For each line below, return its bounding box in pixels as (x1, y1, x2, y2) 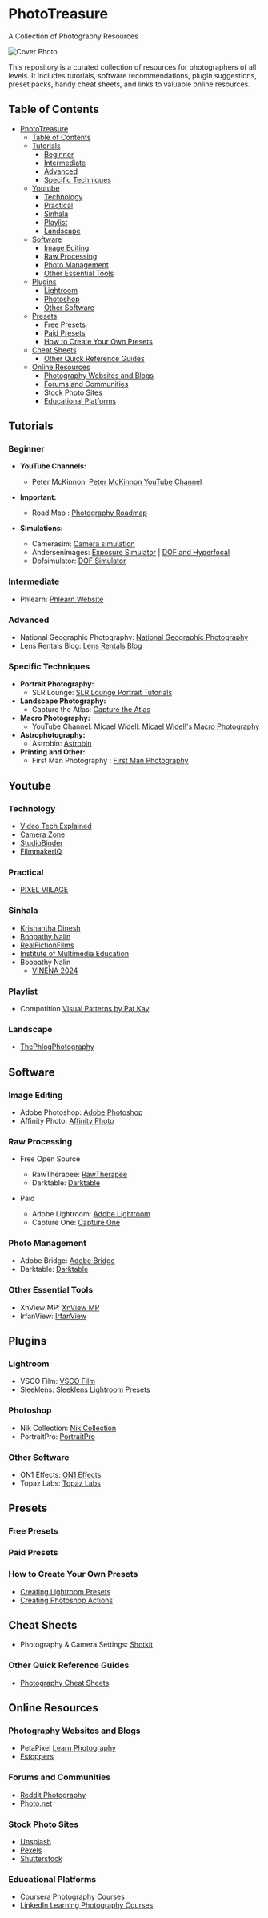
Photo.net (19, 1799, 53, 1808)
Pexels (19, 1845, 42, 1855)
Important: (19, 493, 57, 502)
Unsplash (19, 1836, 52, 1846)
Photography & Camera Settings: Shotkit (19, 1639, 154, 1650)
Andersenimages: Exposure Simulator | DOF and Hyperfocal (31, 548, 230, 557)
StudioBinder (19, 838, 63, 848)
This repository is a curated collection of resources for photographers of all (8, 62, 257, 72)
